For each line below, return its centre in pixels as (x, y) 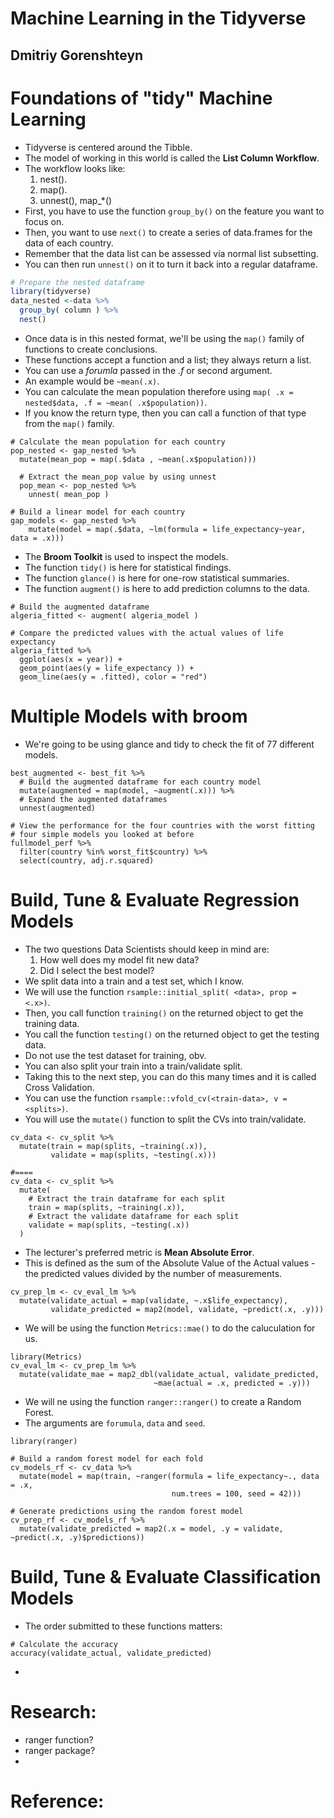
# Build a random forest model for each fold (106, 1458)
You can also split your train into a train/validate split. (133, 1066)
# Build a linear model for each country (98, 512)
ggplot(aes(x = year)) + (71, 659)
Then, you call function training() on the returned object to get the (164, 1013)
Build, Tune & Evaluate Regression (155, 900)
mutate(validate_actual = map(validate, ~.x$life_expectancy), (153, 1300)
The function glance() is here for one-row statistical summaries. (157, 578)
